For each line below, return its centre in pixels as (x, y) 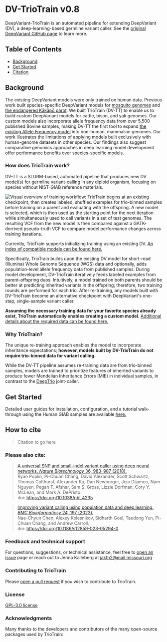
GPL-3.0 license (21, 605)
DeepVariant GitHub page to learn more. (46, 33)
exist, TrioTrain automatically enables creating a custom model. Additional (83, 316)
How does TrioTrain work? (37, 166)
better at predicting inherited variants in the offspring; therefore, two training (84, 285)
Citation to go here (36, 442)
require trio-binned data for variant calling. (51, 356)
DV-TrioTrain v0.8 (42, 9)
